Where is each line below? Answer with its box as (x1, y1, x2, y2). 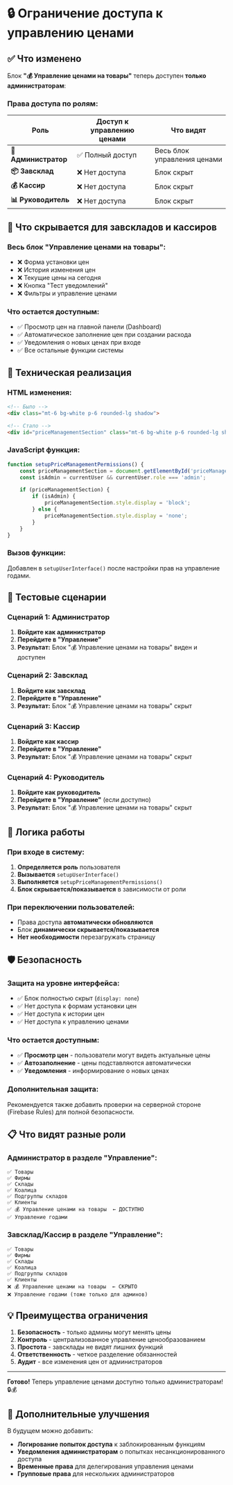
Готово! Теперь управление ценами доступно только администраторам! (7, 1377, 223, 1386)
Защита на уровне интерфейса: (7, 978, 120, 987)
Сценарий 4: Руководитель (7, 772, 105, 782)
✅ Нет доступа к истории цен (17, 1009, 105, 1018)
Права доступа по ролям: (7, 99, 98, 108)
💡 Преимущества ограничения (7, 1309, 148, 1321)
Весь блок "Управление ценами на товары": (7, 242, 166, 252)
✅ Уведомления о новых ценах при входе (17, 338, 141, 347)
